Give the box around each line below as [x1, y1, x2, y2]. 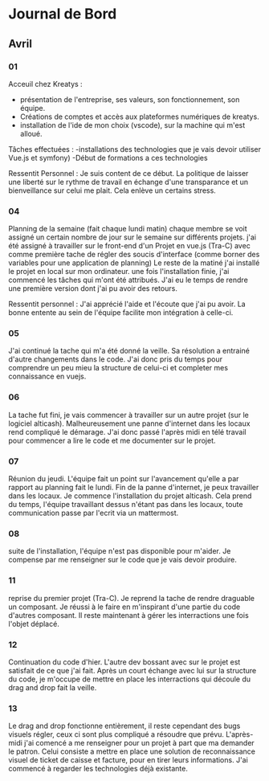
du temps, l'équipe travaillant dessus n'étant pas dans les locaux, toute [8, 500, 243, 509]
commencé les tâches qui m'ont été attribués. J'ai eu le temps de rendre [8, 275, 249, 285]
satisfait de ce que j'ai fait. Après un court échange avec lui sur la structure [8, 665, 257, 675]
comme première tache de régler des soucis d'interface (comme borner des [8, 250, 260, 260]
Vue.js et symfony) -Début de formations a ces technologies [8, 153, 208, 162]
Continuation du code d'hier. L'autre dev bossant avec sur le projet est [8, 656, 241, 667]
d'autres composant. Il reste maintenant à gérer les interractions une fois [8, 610, 249, 619]
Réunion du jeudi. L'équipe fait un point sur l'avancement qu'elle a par [8, 474, 239, 484]
